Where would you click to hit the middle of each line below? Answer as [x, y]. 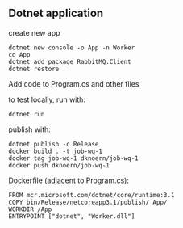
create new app [34, 32]
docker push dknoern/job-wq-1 [59, 165]
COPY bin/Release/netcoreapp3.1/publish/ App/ [88, 202]
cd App [19, 55]
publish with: [29, 129]
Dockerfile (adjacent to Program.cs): [69, 180]
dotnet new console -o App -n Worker [72, 48]
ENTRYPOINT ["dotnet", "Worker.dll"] [72, 216]
